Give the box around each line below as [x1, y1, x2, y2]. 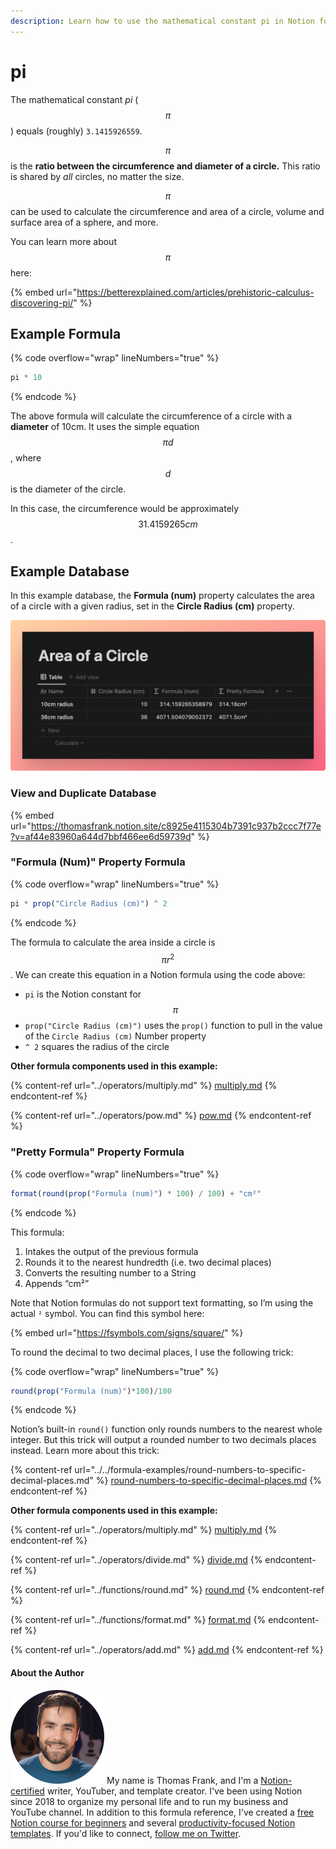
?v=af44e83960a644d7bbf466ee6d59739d [10, 830, 192, 842]
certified [10, 1785, 45, 1797]
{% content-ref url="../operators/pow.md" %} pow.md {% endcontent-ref [10, 1110, 312, 1122]
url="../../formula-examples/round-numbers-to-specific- [74, 1464, 307, 1476]
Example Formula [10, 325, 122, 342]
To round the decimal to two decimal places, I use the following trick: [10, 1346, 294, 1358]
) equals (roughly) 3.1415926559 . [10, 125, 143, 137]
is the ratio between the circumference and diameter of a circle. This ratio [10, 160, 321, 172]
